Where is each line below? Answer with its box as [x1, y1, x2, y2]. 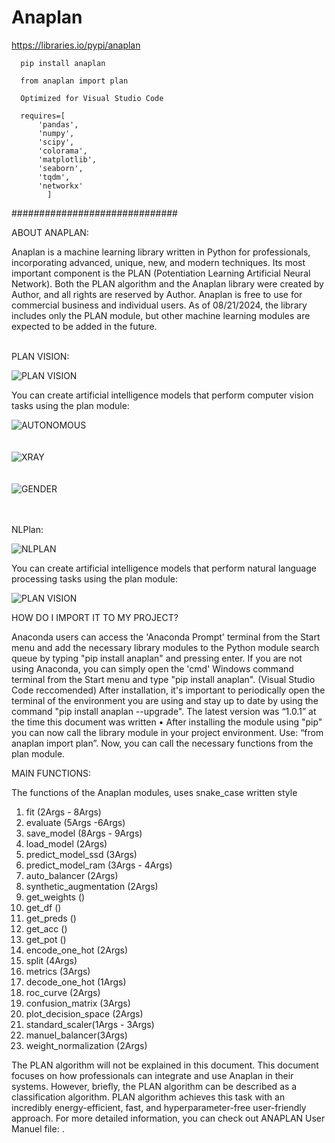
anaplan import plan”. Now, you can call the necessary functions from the [11, 737, 314, 749]
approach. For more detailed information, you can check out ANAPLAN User [11, 1112, 326, 1124]
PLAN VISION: [11, 350, 70, 362]
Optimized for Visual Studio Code [20, 93, 164, 103]
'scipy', [37, 137, 75, 147]
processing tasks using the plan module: [11, 572, 178, 585]
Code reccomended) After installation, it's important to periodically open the [11, 684, 326, 696]
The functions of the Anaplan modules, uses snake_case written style [11, 786, 298, 798]
